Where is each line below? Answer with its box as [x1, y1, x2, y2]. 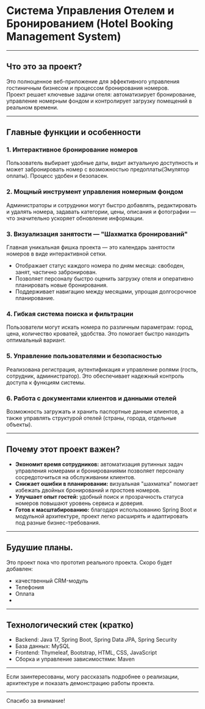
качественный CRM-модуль [15, 577, 88, 584]
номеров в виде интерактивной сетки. [6, 250, 107, 257]
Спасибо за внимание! [6, 697, 65, 705]
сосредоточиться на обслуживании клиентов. [15, 473, 136, 480]
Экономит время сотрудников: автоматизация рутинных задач [15, 460, 183, 468]
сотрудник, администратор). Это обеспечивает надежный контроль [6, 372, 184, 380]
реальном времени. [6, 103, 59, 111]
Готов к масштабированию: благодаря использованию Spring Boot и [15, 505, 197, 513]
